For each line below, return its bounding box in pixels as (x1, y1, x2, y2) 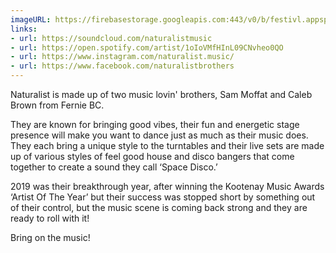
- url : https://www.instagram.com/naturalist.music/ (10, 52, 235, 62)
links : (10, 24, 38, 34)
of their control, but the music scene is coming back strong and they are (10, 202, 308, 213)
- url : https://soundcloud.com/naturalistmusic (10, 33, 213, 43)
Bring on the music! (10, 232, 91, 243)
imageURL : (10, 14, 52, 25)
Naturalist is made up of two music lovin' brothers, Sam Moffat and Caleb (10, 89, 313, 100)
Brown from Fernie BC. (10, 99, 105, 111)
